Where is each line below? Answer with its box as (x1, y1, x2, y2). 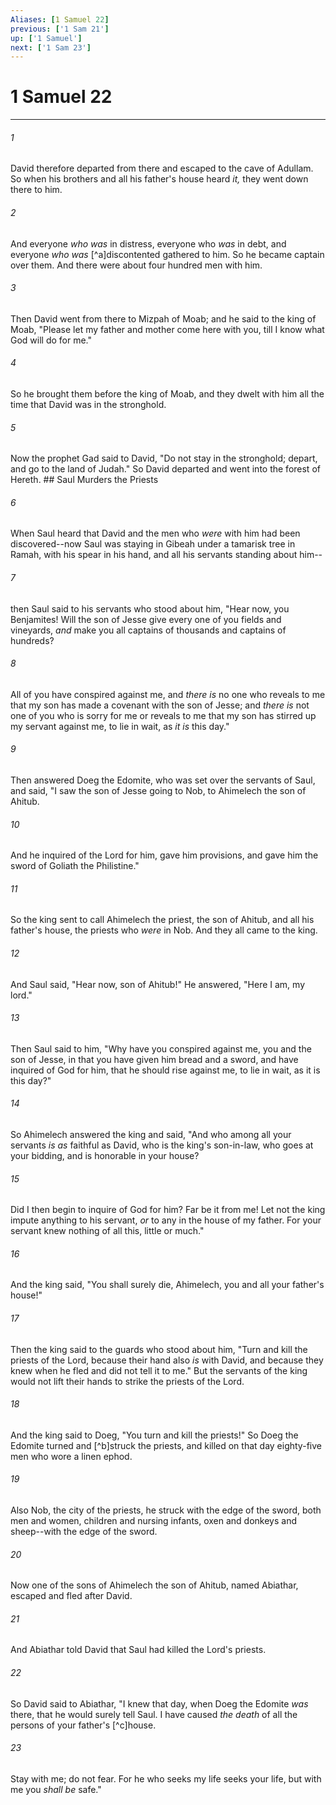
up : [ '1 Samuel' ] (10, 33, 83, 43)
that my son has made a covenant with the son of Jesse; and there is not (10, 699, 310, 711)
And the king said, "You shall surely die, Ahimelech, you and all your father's (10, 1279, 325, 1291)
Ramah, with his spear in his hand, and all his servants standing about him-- (10, 549, 323, 561)
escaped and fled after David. (10, 1590, 133, 1602)
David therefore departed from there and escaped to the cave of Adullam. (10, 162, 314, 175)
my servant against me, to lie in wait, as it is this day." (10, 720, 230, 732)
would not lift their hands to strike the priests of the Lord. (10, 1375, 245, 1387)
